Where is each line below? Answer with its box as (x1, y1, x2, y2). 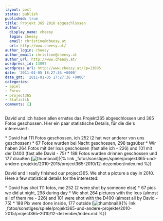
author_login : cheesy (5, 48, 49, 52)
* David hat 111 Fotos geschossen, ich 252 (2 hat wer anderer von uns (5, 135, 145, 141)
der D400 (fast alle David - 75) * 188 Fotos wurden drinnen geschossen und (5, 151, 157, 156)
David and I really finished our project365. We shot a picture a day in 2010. (5, 170, 155, 176)
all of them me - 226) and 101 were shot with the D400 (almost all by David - (5, 195, 158, 201)
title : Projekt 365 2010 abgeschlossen (5, 20, 86, 26)
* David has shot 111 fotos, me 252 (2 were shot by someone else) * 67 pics (5, 185, 156, 190)
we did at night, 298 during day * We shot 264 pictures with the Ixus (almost (5, 190, 158, 196)
